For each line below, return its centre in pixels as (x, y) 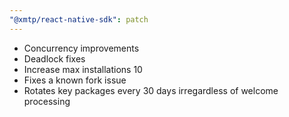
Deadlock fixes (54, 58)
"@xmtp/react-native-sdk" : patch (79, 19)
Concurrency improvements (81, 48)
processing (47, 101)
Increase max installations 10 (83, 69)
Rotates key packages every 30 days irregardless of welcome (151, 90)
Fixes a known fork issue (75, 80)
